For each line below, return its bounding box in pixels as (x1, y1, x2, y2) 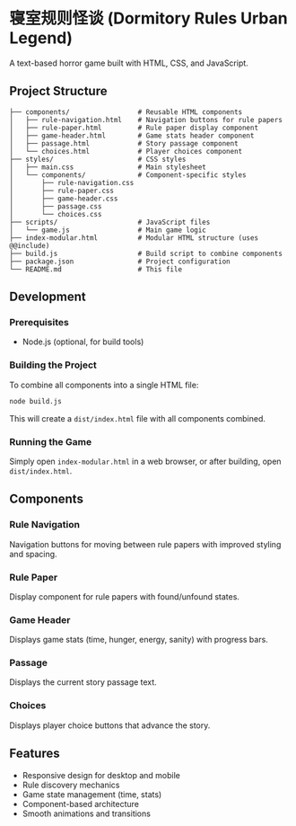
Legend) (9, 28, 74, 49)
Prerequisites (9, 316, 69, 329)
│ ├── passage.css (9, 201, 102, 211)
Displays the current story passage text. (9, 677, 157, 688)
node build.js (9, 396, 63, 405)
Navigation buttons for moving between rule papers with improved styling (9, 538, 282, 549)
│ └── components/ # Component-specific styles (9, 170, 247, 180)
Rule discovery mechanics (22, 779, 120, 790)
